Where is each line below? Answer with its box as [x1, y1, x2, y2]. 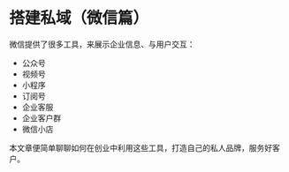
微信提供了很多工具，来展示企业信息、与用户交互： [9, 39, 195, 49]
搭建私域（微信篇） [9, 8, 149, 28]
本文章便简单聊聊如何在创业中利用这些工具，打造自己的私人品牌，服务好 [9, 142, 272, 153]
